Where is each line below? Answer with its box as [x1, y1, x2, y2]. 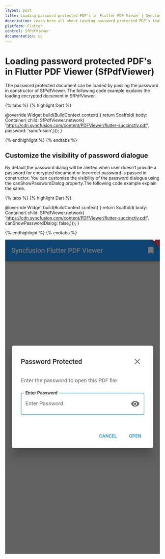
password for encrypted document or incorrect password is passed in [5, 170, 147, 176]
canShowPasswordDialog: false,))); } [5, 220, 80, 226]
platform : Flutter [5, 24, 43, 29]
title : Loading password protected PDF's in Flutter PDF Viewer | [5, 13, 144, 18]
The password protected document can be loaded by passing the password [5, 82, 159, 88]
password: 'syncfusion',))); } [5, 127, 62, 133]
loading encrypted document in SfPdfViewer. [5, 93, 96, 98]
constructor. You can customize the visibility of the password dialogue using [5, 175, 160, 181]
